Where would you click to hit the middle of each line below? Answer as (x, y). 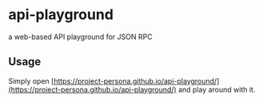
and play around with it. (217, 89)
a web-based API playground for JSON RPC (81, 37)
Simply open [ (31, 80)
